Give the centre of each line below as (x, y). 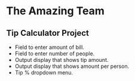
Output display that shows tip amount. (62, 60)
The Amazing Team (55, 11)
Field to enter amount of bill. (50, 47)
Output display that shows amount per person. (72, 66)
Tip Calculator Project (48, 33)
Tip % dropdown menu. (44, 72)
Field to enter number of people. (55, 54)
